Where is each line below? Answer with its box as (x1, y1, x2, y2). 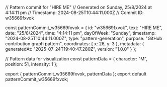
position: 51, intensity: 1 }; (5, 61, 58, 67)
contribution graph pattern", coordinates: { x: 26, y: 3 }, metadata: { (5, 41, 144, 47)
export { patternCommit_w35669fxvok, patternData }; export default (5, 71, 147, 77)
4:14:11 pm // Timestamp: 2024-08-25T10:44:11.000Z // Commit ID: (5, 10, 144, 16)
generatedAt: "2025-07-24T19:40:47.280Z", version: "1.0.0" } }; (5, 46, 137, 52)
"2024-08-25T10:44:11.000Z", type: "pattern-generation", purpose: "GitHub (5, 35, 162, 41)
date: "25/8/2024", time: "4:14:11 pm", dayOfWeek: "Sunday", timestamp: (5, 30, 156, 36)
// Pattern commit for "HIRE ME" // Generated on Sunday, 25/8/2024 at (5, 5, 152, 10)
